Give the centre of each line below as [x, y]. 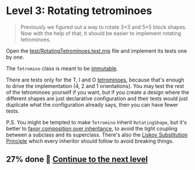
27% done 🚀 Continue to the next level [77, 159]
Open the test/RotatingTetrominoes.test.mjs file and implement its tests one [97, 50]
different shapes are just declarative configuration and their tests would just [97, 98]
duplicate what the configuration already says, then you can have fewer [92, 104]
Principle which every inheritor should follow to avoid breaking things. [90, 141]
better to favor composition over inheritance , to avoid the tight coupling [92, 128]
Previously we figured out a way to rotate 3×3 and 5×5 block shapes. [103, 27]
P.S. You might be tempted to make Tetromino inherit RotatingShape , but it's [96, 122]
